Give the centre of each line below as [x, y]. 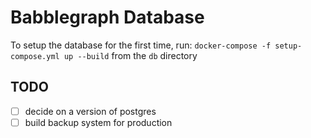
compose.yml [35, 56]
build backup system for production [98, 122]
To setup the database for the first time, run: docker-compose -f [141, 45]
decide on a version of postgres [90, 111]
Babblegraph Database [107, 17]
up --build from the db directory [130, 55]
